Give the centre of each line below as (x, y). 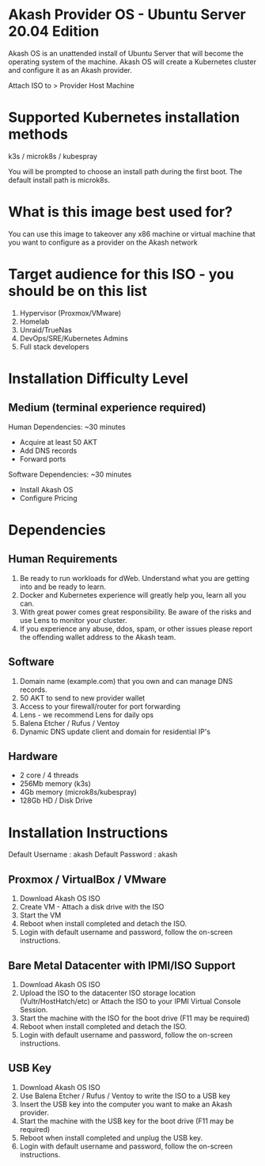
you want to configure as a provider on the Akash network (103, 242)
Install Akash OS (46, 489)
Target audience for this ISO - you (121, 274)
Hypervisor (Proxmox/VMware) (70, 313)
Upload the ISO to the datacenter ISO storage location (108, 993)
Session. (34, 1009)
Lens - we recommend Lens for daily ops (87, 715)
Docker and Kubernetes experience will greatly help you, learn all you (133, 594)
